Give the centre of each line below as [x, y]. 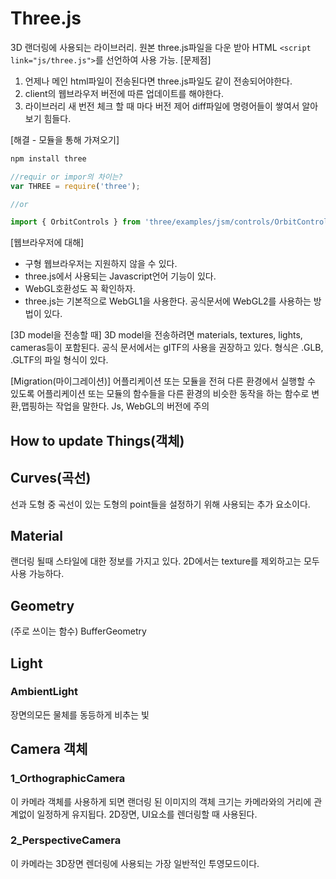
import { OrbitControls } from [75, 222]
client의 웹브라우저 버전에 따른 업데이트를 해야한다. [124, 93]
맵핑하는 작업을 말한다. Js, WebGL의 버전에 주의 [115, 406]
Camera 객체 [49, 749]
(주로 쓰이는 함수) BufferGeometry [78, 631]
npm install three [48, 158]
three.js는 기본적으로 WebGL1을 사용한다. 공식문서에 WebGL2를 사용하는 [168, 301]
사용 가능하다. [37, 574]
